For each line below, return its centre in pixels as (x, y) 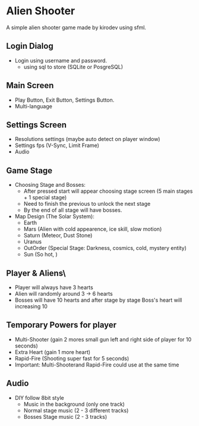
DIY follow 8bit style (39, 397)
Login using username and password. (61, 60)
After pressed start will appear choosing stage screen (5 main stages (108, 191)
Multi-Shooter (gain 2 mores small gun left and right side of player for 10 (103, 339)
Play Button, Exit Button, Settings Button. (64, 100)
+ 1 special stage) (45, 198)
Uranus (33, 242)
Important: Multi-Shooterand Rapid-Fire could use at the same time (97, 365)
